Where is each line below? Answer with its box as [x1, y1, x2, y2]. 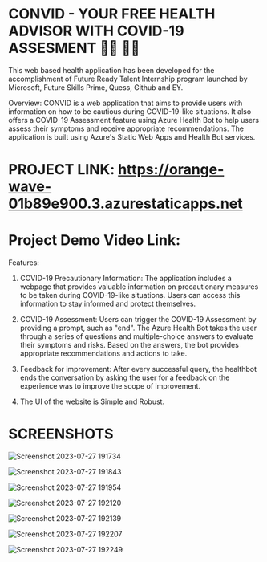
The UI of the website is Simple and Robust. [19, 397, 165, 406]
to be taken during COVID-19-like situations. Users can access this [19, 291, 241, 300]
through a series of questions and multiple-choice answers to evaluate [19, 332, 254, 341]
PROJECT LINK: [8, 161, 115, 179]
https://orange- [117, 161, 225, 179]
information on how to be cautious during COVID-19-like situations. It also [8, 106, 252, 116]
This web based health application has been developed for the [8, 65, 215, 75]
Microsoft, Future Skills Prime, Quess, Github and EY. [8, 82, 184, 92]
